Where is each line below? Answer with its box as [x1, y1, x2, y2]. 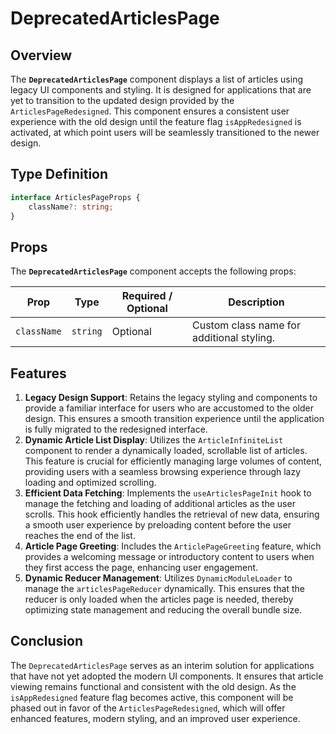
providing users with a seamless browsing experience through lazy [24, 466, 302, 478]
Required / [121, 289, 173, 303]
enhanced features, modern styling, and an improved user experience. [10, 712, 301, 724]
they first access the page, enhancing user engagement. [24, 562, 259, 574]
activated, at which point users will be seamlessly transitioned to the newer [10, 127, 320, 138]
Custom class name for [192, 318, 301, 332]
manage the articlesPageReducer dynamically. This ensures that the [24, 583, 305, 595]
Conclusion [10, 633, 84, 650]
